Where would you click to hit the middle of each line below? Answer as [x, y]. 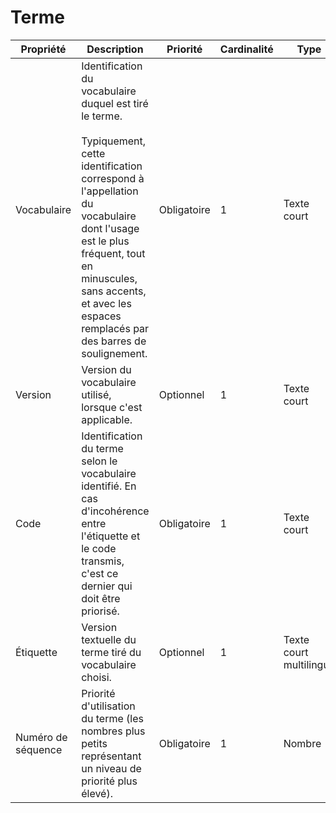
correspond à [113, 178]
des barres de [114, 341]
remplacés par [115, 328]
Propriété [43, 49]
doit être [101, 598]
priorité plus [109, 781]
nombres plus [113, 731]
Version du [106, 369]
